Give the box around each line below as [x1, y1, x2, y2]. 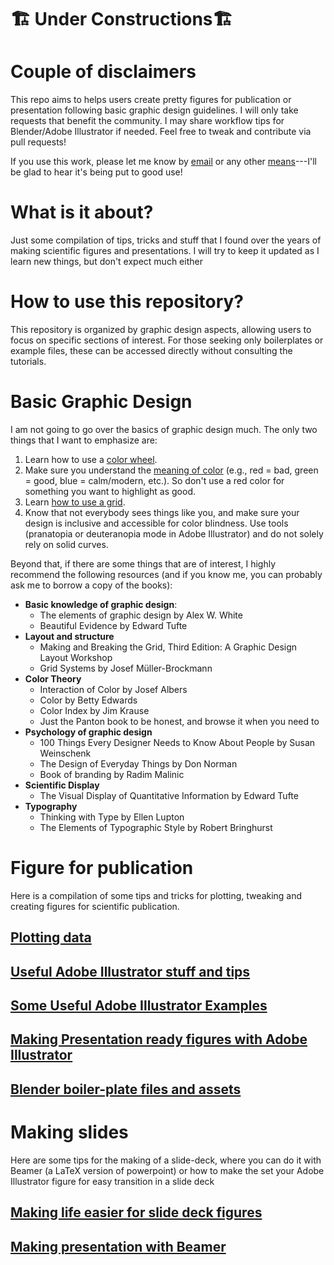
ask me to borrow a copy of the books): [10, 579, 173, 591]
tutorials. [10, 356, 47, 367]
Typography [24, 800, 78, 812]
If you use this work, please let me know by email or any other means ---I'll [10, 156, 317, 168]
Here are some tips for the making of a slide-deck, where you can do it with [10, 1154, 322, 1166]
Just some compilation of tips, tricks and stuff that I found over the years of [10, 234, 322, 246]
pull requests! [10, 136, 67, 148]
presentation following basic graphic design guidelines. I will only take [10, 104, 299, 116]
